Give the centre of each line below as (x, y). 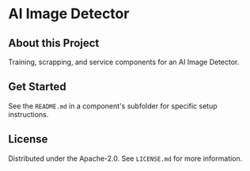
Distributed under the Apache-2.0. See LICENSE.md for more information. (125, 158)
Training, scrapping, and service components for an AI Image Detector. (124, 62)
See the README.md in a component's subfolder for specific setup (113, 106)
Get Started (37, 87)
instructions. (28, 114)
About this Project (54, 43)
